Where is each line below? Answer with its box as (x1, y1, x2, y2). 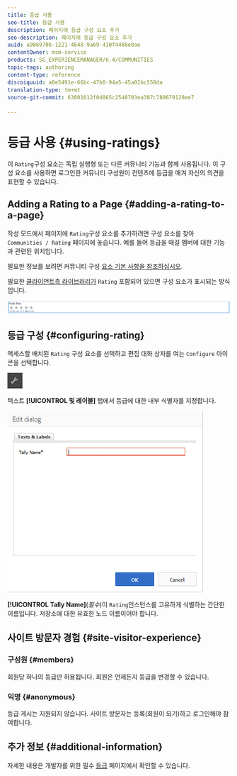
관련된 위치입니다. (14, 247, 64, 255)
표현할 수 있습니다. (7, 177, 59, 186)
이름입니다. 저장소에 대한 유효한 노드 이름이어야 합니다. (7, 609, 158, 618)
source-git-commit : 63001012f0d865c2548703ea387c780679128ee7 (7, 94, 195, 101)
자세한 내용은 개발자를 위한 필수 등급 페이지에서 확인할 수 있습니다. (7, 761, 191, 770)
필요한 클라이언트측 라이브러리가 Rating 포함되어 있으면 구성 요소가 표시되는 (7, 277, 217, 285)
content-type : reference (7, 71, 81, 78)
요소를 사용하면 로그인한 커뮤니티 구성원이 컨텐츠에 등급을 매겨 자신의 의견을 (14, 169, 225, 177)
